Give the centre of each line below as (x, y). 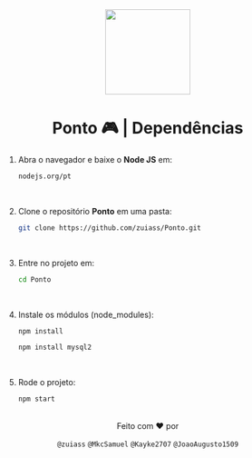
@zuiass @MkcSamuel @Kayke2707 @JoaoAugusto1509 (148, 444)
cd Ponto (34, 279)
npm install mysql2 (55, 348)
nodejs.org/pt (44, 176)
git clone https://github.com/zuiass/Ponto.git (109, 228)
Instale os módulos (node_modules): (86, 314)
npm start (37, 399)
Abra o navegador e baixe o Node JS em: (95, 159)
